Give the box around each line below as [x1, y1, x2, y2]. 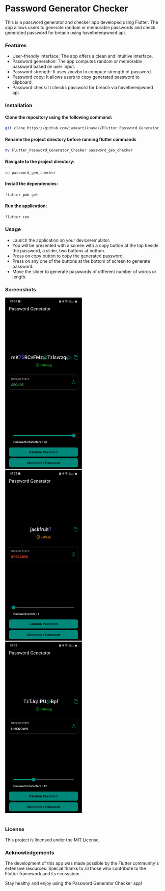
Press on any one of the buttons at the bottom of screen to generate [12, 258, 151, 264]
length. [12, 274, 27, 279]
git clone [5, 126, 26, 131]
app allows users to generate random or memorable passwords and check [5, 24, 156, 30]
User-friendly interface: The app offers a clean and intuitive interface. [12, 53, 153, 59]
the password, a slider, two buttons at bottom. [12, 247, 106, 253]
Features [5, 42, 27, 49]
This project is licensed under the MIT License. [5, 837, 100, 843]
